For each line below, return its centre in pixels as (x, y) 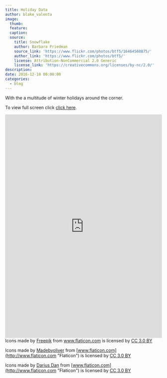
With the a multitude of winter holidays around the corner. (64, 98)
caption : (19, 33)
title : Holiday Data (27, 10)
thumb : (16, 24)
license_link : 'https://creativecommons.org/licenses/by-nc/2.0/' (84, 65)
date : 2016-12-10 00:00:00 (33, 75)
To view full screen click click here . (41, 107)
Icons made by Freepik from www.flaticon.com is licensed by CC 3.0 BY (79, 340)
